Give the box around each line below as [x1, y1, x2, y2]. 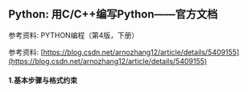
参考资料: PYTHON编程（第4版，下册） [8, 30, 139, 40]
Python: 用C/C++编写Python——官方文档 [8, 7, 218, 22]
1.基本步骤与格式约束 [8, 75, 78, 86]
